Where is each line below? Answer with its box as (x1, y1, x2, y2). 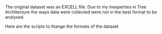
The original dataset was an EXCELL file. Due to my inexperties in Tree (5, 4, 146, 10)
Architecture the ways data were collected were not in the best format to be (5, 9, 157, 15)
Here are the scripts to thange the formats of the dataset (5, 23, 119, 29)
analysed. (5, 14, 25, 20)
